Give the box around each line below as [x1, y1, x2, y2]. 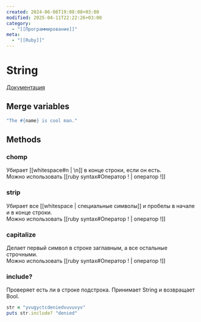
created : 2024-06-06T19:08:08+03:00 [6, 9, 99, 15]
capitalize [6, 230, 37, 238]
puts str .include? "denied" [6, 310, 78, 317]
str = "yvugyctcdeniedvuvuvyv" [6, 304, 86, 311]
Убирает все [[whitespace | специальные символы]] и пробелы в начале [6, 202, 195, 209]
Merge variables [6, 101, 70, 112]
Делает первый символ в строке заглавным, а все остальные [6, 244, 167, 251]
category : [6, 20, 32, 26]
